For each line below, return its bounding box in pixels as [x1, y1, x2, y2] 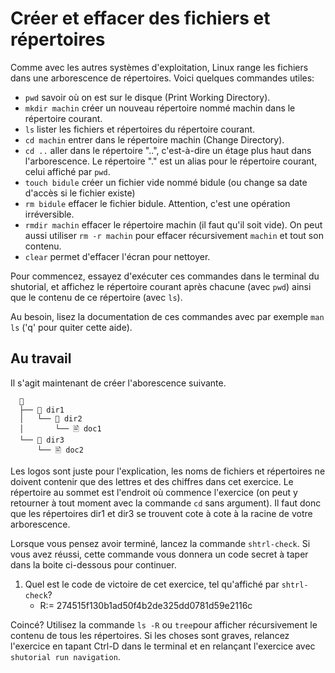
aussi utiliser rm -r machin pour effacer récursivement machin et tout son [24, 229, 324, 241]
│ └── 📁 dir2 [19, 413, 83, 424]
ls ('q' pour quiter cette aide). [10, 321, 133, 333]
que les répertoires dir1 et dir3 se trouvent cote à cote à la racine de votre [10, 507, 313, 519]
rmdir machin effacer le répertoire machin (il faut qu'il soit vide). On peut [24, 218, 323, 231]
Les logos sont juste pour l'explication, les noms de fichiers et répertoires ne [10, 465, 326, 477]
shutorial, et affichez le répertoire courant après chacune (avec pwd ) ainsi [10, 280, 312, 292]
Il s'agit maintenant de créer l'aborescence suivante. [10, 377, 227, 389]
